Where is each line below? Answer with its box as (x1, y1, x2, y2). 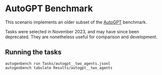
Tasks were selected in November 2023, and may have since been (5, 28, 139, 34)
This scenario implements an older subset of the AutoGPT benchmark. (5, 19, 147, 25)
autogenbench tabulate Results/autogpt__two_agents (5, 65, 113, 70)
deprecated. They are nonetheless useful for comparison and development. (5, 34, 158, 40)
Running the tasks (5, 48, 62, 56)
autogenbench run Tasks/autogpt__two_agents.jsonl (5, 61, 111, 66)
